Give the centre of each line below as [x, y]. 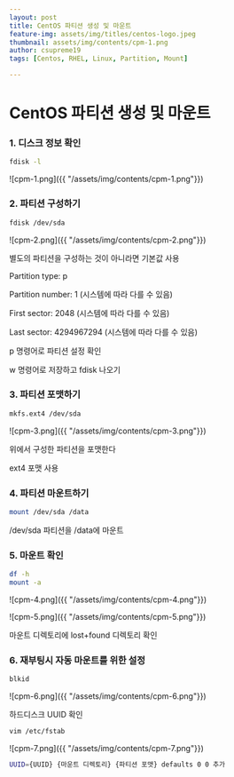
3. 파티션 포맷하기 [45, 394]
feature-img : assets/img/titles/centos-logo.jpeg [103, 34]
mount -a [25, 583]
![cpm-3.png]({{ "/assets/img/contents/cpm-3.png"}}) [108, 431]
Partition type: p [39, 275]
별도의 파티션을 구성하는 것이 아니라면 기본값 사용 [94, 258]
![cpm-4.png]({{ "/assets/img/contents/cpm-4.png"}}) [108, 599]
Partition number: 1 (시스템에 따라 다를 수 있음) [91, 294]
